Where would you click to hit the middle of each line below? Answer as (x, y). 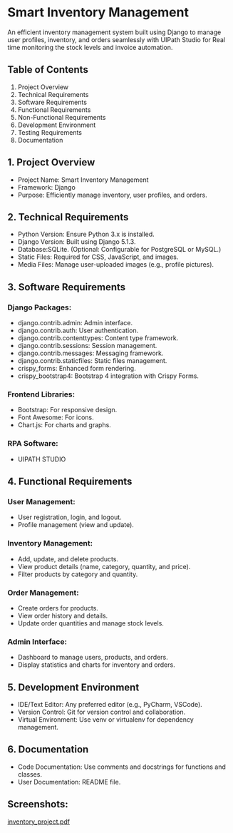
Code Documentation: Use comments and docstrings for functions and (122, 767)
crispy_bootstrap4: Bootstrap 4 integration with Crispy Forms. (108, 376)
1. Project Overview (51, 162)
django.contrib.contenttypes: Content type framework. (98, 338)
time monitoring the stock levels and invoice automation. (90, 47)
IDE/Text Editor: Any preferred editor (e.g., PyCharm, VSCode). (110, 705)
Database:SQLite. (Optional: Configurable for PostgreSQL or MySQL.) (119, 250)
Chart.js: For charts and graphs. (64, 425)
